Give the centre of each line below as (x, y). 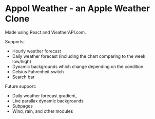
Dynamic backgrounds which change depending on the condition (78, 67)
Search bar (23, 77)
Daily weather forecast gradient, (44, 96)
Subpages (22, 106)
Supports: (15, 41)
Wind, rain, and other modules (42, 111)
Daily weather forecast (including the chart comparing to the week (79, 56)
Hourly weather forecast (37, 51)
